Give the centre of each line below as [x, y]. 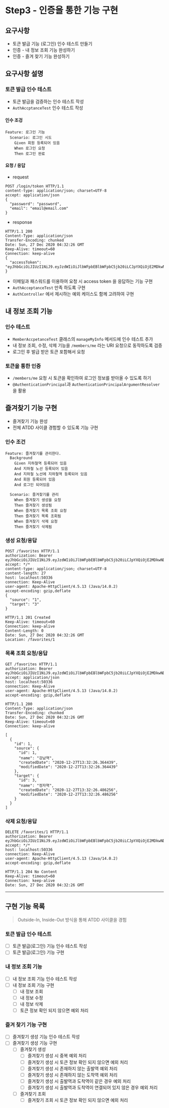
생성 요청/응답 [21, 540]
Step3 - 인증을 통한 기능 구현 [62, 10]
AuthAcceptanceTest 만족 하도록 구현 [49, 288]
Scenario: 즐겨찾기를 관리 [34, 495]
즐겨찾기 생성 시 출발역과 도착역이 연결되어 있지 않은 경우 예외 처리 [93, 1087]
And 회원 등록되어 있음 [35, 480]
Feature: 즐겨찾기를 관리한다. [33, 454]
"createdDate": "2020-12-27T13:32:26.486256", [68, 790]
